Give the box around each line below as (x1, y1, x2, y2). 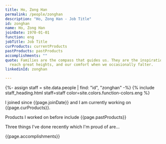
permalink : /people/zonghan (5, 12, 63, 17)
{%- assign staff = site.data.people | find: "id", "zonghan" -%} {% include (5, 85, 155, 90)
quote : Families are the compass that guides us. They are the (5, 58, 138, 63)
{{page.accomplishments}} (5, 134, 60, 139)
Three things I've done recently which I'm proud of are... (5, 124, 120, 130)
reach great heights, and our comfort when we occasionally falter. (9, 62, 154, 67)
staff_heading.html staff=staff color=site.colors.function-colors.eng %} (5, 90, 150, 96)
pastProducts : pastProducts (5, 48, 63, 53)
